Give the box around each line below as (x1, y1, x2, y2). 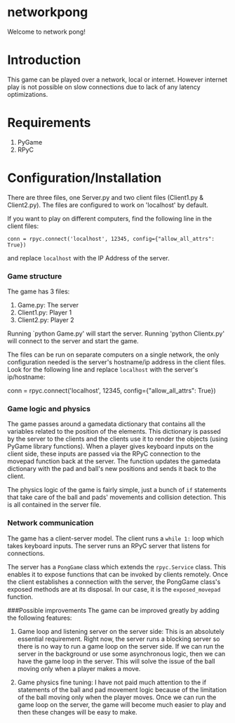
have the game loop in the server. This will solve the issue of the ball (17, 657, 215, 665)
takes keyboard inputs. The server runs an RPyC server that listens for (7, 541, 210, 550)
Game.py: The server (17, 301, 79, 310)
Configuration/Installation (7, 170, 162, 186)
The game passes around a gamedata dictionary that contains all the (7, 420, 206, 428)
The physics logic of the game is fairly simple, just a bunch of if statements (7, 486, 227, 494)
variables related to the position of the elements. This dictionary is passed (7, 427, 221, 436)
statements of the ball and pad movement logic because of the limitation (17, 685, 227, 694)
